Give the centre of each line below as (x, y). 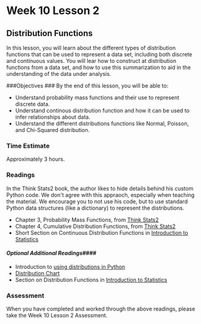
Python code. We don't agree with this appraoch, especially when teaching (100, 195)
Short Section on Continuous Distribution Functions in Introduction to (102, 232)
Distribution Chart (37, 273)
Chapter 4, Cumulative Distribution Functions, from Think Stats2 (95, 226)
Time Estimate (28, 145)
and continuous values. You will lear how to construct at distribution (91, 61)
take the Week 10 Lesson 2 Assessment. (57, 315)
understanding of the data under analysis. (59, 74)
